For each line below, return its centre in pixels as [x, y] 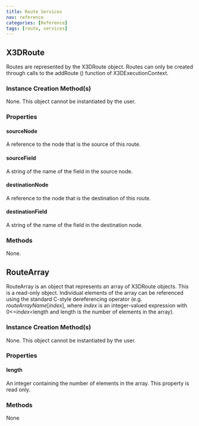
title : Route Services [34, 12]
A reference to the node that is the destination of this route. [79, 198]
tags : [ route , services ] [37, 28]
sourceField [21, 158]
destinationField [27, 212]
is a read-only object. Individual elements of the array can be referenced [95, 293]
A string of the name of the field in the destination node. [75, 225]
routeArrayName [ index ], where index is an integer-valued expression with [97, 306]
